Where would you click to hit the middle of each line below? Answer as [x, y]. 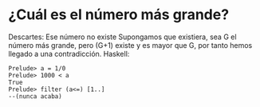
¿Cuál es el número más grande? [119, 15]
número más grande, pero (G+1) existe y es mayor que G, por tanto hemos [130, 45]
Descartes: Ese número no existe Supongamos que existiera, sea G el [122, 37]
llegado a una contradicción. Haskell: [69, 53]
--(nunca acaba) [35, 96]
